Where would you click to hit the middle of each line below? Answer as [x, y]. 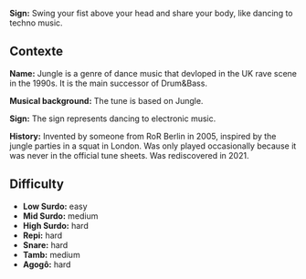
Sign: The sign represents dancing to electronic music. [113, 119]
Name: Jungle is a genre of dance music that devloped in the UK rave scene [153, 73]
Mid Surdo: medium [60, 216]
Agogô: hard [47, 264]
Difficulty [37, 185]
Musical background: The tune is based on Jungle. [106, 100]
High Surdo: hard [55, 225]
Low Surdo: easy [55, 206]
